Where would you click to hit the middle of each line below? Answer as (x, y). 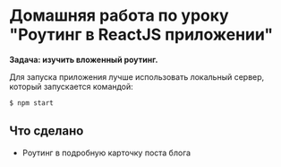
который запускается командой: (72, 86)
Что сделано (47, 131)
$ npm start (31, 103)
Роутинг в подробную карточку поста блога (106, 153)
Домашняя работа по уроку (119, 16)
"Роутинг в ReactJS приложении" (141, 35)
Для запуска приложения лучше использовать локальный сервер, (137, 76)
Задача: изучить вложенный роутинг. (84, 59)
